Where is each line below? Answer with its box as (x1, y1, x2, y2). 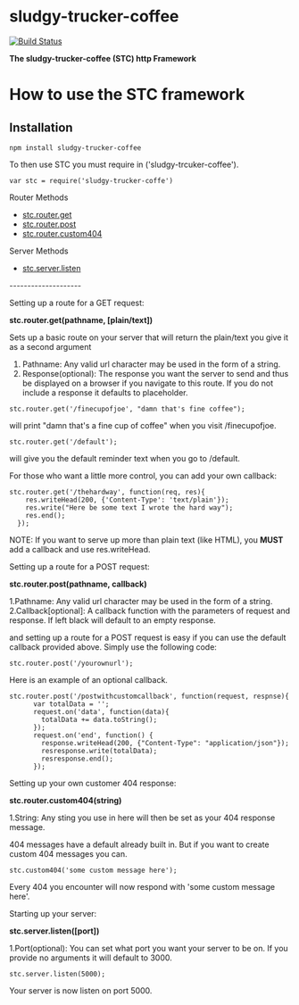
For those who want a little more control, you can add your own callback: (9, 470, 277, 481)
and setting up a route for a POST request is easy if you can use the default (9, 632, 287, 643)
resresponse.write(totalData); (41, 746, 158, 755)
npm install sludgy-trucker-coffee (9, 143, 142, 153)
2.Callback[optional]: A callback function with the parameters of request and (9, 605, 291, 616)
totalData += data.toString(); (41, 715, 158, 724)
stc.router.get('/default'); (9, 437, 118, 446)
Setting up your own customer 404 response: (9, 777, 177, 788)
